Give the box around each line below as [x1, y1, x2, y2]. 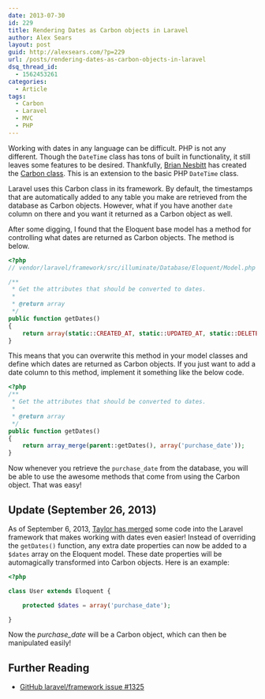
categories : [8, 77, 47, 85]
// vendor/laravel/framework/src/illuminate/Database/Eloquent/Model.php [8, 264, 256, 272]
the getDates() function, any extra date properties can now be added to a [8, 540, 247, 550]
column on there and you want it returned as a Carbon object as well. [8, 209, 233, 218]
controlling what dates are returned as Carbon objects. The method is [8, 232, 235, 242]
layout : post [8, 41, 51, 49]
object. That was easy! [8, 480, 82, 490]
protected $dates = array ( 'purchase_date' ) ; [22, 601, 171, 609]
